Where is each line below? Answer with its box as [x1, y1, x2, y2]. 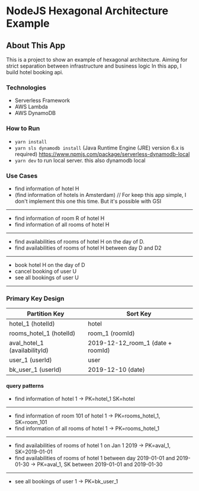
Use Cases [6, 171, 38, 180]
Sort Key [126, 310, 152, 318]
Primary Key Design [6, 294, 65, 302]
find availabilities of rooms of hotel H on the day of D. [14, 238, 145, 245]
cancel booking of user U [14, 267, 77, 275]
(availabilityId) [9, 346, 49, 355]
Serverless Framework [14, 97, 70, 104]
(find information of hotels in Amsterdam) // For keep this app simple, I [14, 191, 187, 198]
